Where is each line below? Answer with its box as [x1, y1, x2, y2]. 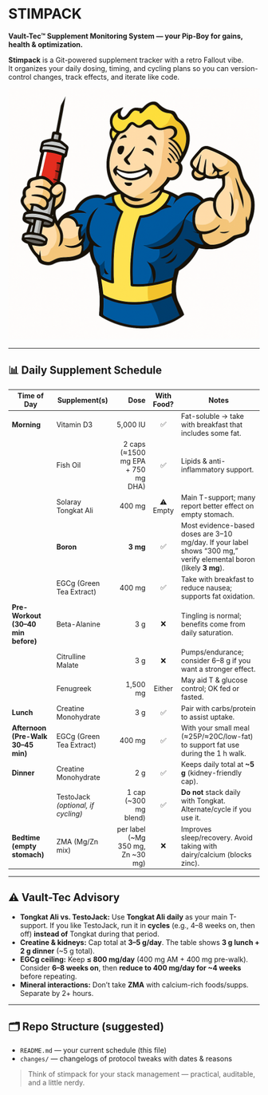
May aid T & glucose [180, 675, 248, 685]
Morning [11, 420, 41, 429]
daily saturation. [180, 627, 234, 637]
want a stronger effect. [180, 664, 256, 674]
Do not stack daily [180, 788, 241, 797]
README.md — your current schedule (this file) [19, 1045, 167, 1054]
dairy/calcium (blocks [180, 849, 253, 859]
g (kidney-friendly [180, 768, 242, 777]
